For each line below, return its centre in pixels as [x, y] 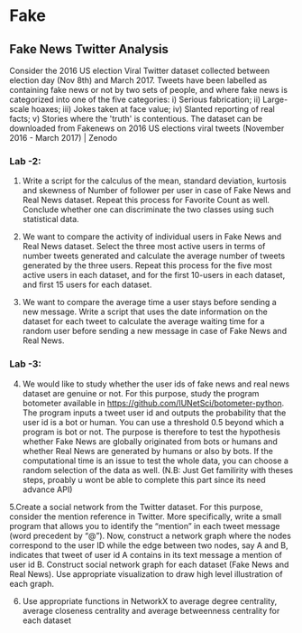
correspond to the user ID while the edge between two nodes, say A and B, [149, 545]
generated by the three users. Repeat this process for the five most [147, 265]
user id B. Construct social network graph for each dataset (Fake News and [149, 564]
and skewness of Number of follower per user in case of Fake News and [156, 191]
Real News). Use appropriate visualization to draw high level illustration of [146, 573]
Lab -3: [26, 364]
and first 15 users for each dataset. [87, 284]
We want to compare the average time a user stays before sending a [149, 303]
